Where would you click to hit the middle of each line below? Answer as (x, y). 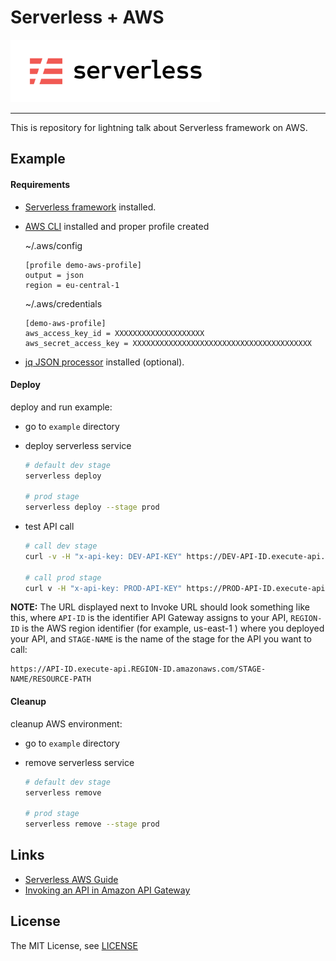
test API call (49, 527)
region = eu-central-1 (72, 285)
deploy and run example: (61, 407)
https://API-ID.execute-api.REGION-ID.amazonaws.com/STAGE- (138, 669)
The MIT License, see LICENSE (74, 945)
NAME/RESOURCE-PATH (51, 679)
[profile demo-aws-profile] (83, 265)
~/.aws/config (53, 245)
